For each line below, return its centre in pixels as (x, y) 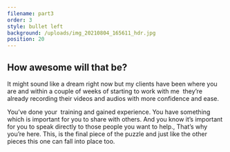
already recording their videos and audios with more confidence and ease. (113, 98)
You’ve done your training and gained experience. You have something (109, 112)
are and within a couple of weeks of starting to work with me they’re (105, 91)
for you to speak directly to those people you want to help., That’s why (107, 126)
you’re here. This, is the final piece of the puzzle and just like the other (107, 134)
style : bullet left (35, 26)
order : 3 (20, 20)
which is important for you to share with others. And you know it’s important (115, 119)
